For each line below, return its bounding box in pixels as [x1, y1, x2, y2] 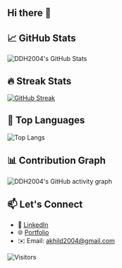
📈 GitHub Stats [7, 32, 76, 44]
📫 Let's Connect [7, 199, 83, 211]
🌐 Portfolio [17, 228, 49, 237]
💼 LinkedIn [17, 220, 49, 229]
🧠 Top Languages [7, 114, 85, 126]
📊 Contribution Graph [7, 155, 106, 167]
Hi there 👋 [7, 7, 51, 19]
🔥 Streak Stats [7, 75, 72, 87]
